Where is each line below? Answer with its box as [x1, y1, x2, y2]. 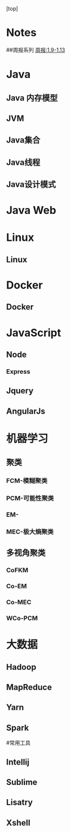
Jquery [6, 386, 34, 396]
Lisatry [6, 797, 33, 808]
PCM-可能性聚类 [6, 494, 54, 502]
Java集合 [6, 135, 41, 145]
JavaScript [6, 326, 61, 339]
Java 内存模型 [6, 92, 58, 103]
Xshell [6, 818, 31, 828]
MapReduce [6, 682, 53, 693]
